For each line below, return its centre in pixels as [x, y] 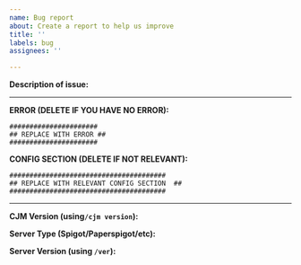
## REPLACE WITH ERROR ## [57, 135]
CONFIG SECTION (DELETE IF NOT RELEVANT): [99, 159]
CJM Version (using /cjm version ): [74, 216]
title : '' [28, 34]
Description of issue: [49, 84]
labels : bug [31, 43]
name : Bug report [42, 18]
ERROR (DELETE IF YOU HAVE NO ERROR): [89, 110]
